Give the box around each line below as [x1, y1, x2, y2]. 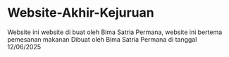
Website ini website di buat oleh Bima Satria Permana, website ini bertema [7, 28, 223, 36]
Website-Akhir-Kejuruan [7, 5, 154, 21]
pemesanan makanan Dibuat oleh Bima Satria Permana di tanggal [7, 35, 197, 43]
